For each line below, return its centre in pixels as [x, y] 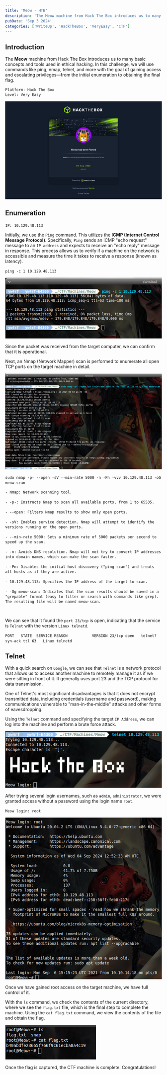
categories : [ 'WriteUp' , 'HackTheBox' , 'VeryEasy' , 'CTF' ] [68, 26]
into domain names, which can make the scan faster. [61, 557]
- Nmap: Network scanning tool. [39, 492]
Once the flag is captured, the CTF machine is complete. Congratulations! [81, 1067]
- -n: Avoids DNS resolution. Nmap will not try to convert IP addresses [83, 552]
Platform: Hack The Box [30, 90]
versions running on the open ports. [44, 527]
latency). [14, 261]
